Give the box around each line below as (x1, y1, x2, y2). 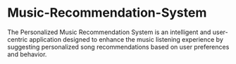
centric (7, 35, 28, 43)
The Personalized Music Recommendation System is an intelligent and (7, 28, 211, 36)
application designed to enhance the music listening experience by (29, 35, 224, 43)
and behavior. (7, 50, 47, 58)
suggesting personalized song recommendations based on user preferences (7, 42, 230, 51)
